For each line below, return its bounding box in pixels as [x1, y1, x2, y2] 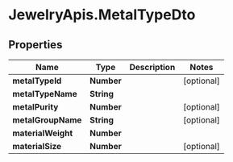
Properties [8, 38, 63, 52]
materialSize [12, 141, 62, 152]
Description [129, 62, 176, 73]
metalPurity [12, 102, 59, 112]
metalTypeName [12, 89, 78, 99]
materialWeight [12, 127, 73, 139]
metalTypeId [12, 75, 62, 86]
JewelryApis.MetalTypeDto [8, 6, 196, 24]
